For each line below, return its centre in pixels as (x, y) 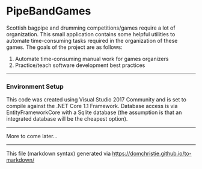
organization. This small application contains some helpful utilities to (91, 34)
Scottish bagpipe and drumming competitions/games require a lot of (91, 28)
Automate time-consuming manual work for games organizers (92, 59)
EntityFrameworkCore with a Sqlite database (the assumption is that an (94, 112)
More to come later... (32, 136)
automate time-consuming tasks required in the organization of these (92, 40)
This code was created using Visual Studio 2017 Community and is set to (96, 100)
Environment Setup (35, 86)
